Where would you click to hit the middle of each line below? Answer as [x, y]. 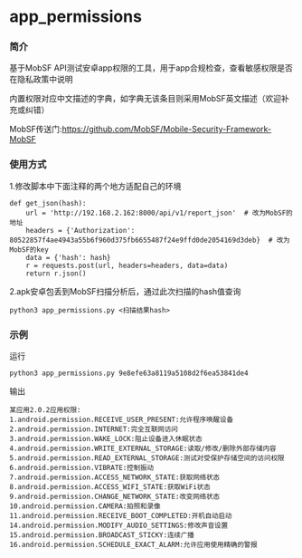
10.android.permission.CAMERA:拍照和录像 [85, 506]
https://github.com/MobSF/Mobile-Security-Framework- [167, 130]
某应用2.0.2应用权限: [45, 410]
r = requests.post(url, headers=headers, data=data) [127, 265]
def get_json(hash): [48, 203]
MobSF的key [29, 250]
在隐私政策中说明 [41, 80]
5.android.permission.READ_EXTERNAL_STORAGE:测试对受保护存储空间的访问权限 [147, 458]
